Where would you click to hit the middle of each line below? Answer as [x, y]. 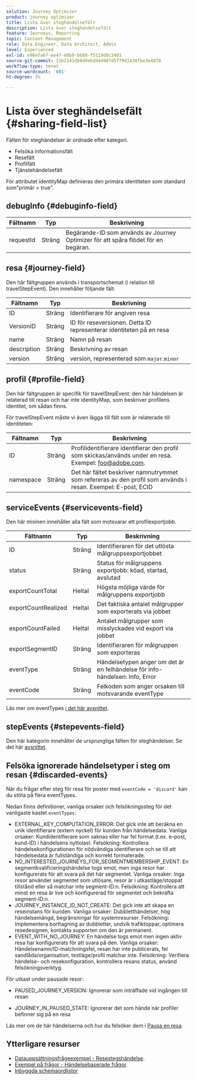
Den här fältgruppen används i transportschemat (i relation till [80, 282]
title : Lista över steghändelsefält [51, 22]
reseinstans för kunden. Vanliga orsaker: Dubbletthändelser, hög [92, 911]
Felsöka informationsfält [44, 152]
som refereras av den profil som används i [129, 479]
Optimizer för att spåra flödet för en [114, 240]
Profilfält [25, 164]
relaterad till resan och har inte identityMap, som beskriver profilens [88, 399]
